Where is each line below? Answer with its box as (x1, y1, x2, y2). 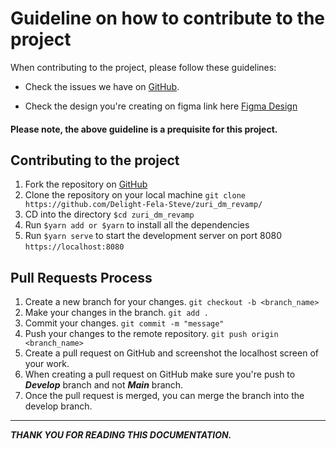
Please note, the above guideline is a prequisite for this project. (10, 123, 278, 135)
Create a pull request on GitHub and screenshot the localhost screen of (24, 347, 319, 359)
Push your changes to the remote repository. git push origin (24, 328, 279, 340)
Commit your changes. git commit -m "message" (24, 317, 225, 329)
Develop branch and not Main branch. (24, 379, 184, 391)
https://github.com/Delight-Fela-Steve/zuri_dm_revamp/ (24, 200, 263, 210)
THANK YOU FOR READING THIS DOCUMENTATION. (10, 429, 232, 441)
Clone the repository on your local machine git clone (24, 189, 247, 201)
